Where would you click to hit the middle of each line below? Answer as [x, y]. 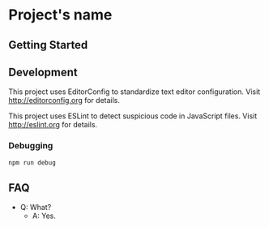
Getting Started [48, 45]
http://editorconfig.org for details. [64, 101]
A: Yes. [44, 216]
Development [43, 72]
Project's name [60, 15]
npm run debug [32, 163]
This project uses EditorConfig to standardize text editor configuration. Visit [134, 92]
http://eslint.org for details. [53, 125]
